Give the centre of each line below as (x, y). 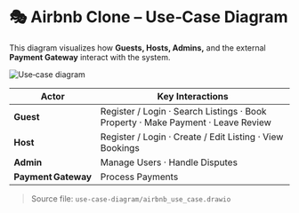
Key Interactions (193, 96)
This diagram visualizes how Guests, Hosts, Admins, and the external (138, 47)
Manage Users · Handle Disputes (169, 162)
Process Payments (139, 177)
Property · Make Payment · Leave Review (186, 122)
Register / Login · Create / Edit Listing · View (192, 137)
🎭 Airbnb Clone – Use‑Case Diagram (149, 17)
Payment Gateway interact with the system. (90, 57)
